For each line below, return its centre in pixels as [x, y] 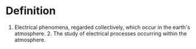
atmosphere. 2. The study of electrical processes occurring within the [100, 33]
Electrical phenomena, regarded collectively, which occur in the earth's [102, 27]
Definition [31, 11]
